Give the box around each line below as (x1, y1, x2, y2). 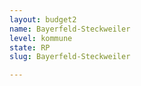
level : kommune (9, 33, 73, 43)
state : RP (9, 42, 51, 53)
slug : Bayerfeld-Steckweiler (9, 52, 131, 62)
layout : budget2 (9, 14, 77, 25)
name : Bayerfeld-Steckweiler (9, 24, 131, 34)
